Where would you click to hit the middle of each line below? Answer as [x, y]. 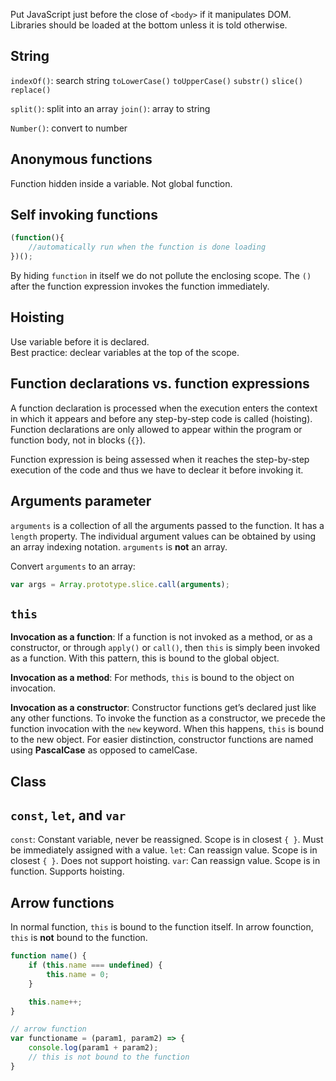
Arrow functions [62, 902]
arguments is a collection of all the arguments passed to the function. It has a [167, 525]
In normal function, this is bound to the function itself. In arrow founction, [162, 927]
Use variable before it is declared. [80, 341]
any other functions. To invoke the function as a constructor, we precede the [168, 718]
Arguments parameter [81, 501]
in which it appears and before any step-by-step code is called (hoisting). [161, 418]
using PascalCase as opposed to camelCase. [104, 750]
